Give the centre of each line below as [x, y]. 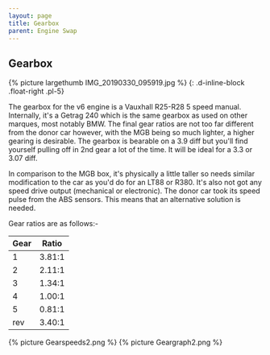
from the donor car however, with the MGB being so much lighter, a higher [132, 133]
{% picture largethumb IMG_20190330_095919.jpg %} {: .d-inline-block [127, 83]
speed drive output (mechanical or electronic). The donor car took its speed [134, 191]
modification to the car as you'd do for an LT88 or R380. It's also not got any [135, 183]
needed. [22, 208]
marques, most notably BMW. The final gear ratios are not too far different [131, 124]
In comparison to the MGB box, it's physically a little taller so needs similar [132, 174]
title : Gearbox [34, 23]
